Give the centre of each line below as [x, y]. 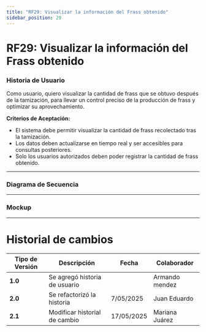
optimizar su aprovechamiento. [45, 106]
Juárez [163, 320]
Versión [26, 266]
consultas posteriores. [44, 149]
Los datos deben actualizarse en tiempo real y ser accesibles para [99, 143]
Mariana [165, 312]
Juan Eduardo [173, 298]
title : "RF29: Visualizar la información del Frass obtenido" [87, 12]
